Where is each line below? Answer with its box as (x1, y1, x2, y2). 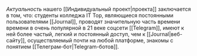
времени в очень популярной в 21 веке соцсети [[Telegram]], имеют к (6, 24, 185, 31)
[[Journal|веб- (146, 31, 183, 38)
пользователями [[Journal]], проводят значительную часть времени (6, 18, 180, 25)
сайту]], (6, 37, 27, 44)
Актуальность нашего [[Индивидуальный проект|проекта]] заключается (6, 6, 192, 12)
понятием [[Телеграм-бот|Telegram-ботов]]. (6, 43, 119, 50)
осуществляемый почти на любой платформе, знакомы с (27, 37, 174, 44)
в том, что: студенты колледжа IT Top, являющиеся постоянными (6, 12, 174, 19)
